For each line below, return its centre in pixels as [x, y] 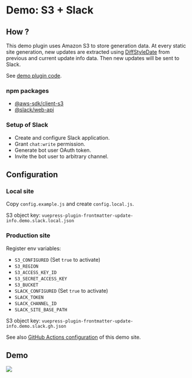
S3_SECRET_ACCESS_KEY [41, 279]
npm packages [28, 91]
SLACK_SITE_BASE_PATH [41, 310]
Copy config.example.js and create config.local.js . [70, 204]
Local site [20, 191]
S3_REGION [27, 266]
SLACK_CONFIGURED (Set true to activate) [61, 290]
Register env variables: [34, 248]
